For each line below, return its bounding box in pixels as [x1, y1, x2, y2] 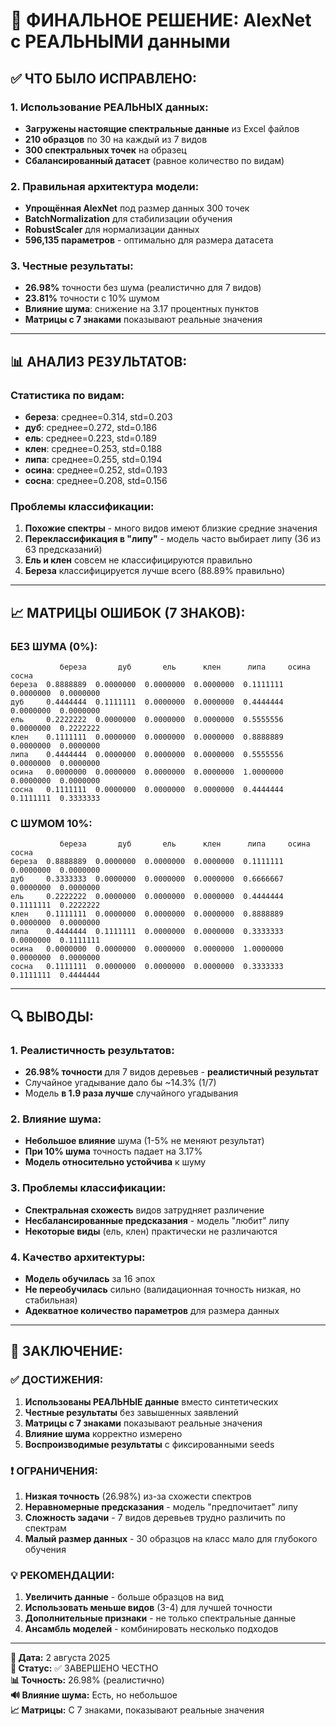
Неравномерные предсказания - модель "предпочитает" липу [24, 1501, 298, 1513]
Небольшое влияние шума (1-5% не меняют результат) [24, 1135, 265, 1147]
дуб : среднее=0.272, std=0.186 [24, 422, 158, 434]
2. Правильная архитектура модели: [10, 179, 200, 193]
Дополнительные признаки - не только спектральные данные [24, 1612, 297, 1624]
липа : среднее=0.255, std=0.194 [24, 454, 163, 466]
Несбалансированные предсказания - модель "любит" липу [24, 1214, 290, 1226]
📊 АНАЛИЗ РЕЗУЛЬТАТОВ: [10, 353, 188, 370]
